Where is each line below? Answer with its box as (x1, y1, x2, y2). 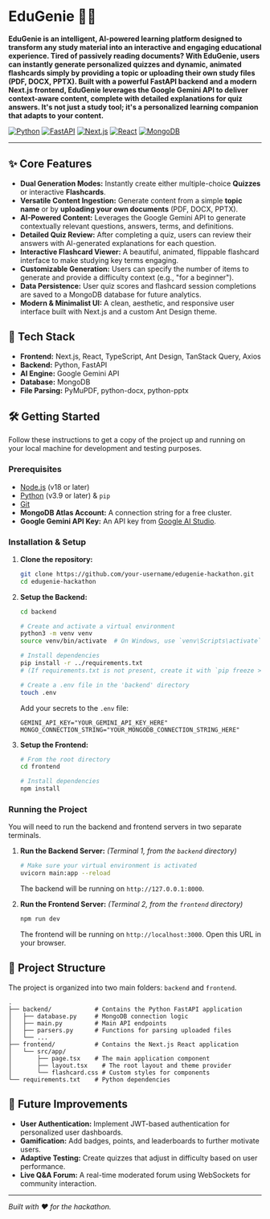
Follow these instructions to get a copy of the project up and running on (8, 435, 246, 445)
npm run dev (19, 915, 60, 923)
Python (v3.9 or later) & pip (19, 490, 111, 500)
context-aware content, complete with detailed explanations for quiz (8, 93, 243, 103)
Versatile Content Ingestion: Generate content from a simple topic (19, 195, 243, 205)
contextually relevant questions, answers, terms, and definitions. (19, 221, 235, 231)
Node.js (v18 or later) (19, 482, 90, 491)
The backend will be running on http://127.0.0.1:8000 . (19, 884, 205, 893)
